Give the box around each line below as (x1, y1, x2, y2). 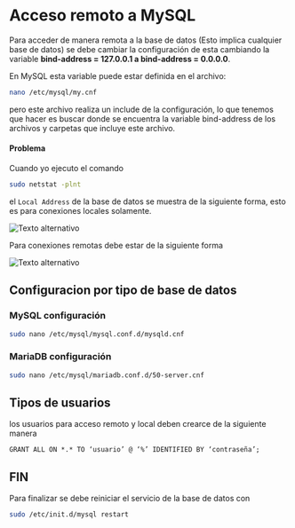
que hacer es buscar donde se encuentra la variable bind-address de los (9, 113, 276, 124)
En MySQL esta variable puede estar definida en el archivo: (9, 70, 227, 81)
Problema (9, 143, 46, 154)
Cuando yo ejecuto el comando (9, 163, 124, 174)
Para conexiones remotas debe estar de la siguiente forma (9, 240, 224, 250)
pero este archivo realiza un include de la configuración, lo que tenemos (9, 104, 274, 114)
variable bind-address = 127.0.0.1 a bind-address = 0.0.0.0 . (9, 53, 231, 64)
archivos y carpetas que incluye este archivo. (9, 122, 176, 133)
